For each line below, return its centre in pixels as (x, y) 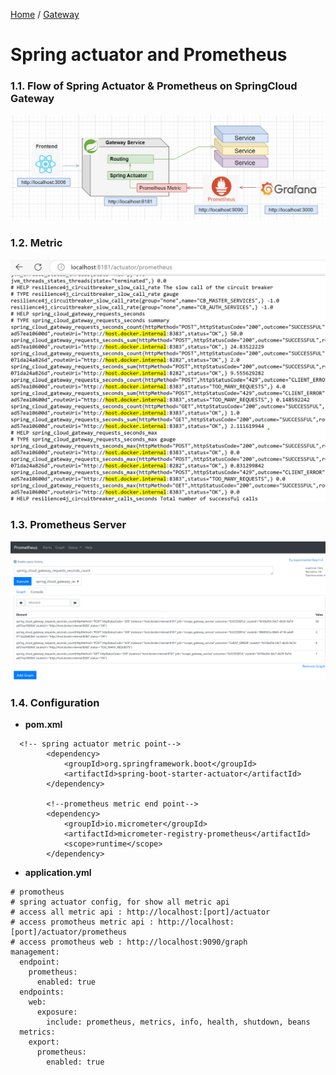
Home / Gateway (45, 14)
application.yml (58, 873)
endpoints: (42, 992)
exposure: (57, 1012)
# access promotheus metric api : (82, 922)
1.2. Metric (36, 243)
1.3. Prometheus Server (68, 525)
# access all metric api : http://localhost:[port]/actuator (140, 912)
